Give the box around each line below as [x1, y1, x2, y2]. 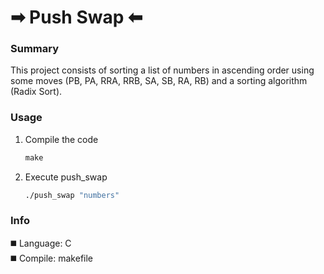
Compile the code [24, 133, 99, 145]
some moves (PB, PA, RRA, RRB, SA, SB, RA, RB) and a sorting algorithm [10, 75, 308, 87]
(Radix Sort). [10, 86, 63, 98]
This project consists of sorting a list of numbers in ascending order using [10, 64, 315, 76]
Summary [10, 42, 60, 56]
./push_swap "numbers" [24, 190, 120, 200]
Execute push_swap [24, 171, 108, 183]
